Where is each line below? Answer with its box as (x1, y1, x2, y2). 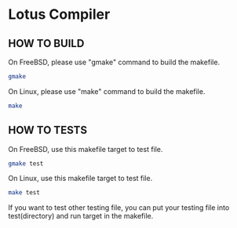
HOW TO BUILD (8, 37, 85, 50)
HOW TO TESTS (8, 124, 88, 137)
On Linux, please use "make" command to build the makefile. (8, 86, 206, 96)
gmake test (8, 159, 44, 168)
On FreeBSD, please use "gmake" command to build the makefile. (8, 57, 221, 67)
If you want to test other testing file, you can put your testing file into (8, 203, 230, 212)
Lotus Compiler (8, 5, 111, 24)
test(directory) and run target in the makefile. (8, 212, 154, 221)
